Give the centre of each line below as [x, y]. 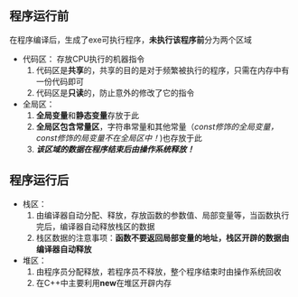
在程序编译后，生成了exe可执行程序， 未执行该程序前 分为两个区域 [131, 40]
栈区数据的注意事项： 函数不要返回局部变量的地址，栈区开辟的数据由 [163, 237]
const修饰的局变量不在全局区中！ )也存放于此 [119, 137]
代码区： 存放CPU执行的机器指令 [84, 59]
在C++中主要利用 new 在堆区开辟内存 [104, 283]
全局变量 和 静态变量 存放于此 [88, 115]
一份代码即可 [60, 81]
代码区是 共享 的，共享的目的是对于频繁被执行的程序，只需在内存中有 [163, 70]
